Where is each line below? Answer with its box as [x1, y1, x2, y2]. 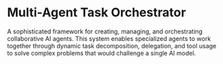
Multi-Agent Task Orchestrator [7, 5, 187, 20]
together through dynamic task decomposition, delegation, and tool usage [7, 42, 217, 50]
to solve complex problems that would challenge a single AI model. [7, 49, 196, 57]
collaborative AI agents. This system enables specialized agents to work [7, 34, 211, 42]
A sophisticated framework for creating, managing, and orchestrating [7, 27, 203, 35]
